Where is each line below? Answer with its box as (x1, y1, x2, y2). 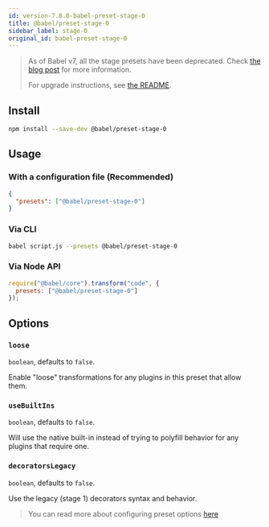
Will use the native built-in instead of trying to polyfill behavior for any (8, 433, 239, 443)
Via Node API (8, 261, 61, 272)
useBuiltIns (8, 401, 55, 410)
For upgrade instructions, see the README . (27, 80, 172, 90)
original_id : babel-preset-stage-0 (8, 34, 128, 43)
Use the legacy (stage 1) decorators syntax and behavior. (8, 493, 198, 503)
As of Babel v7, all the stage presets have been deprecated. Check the (27, 56, 261, 66)
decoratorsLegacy (8, 462, 76, 471)
